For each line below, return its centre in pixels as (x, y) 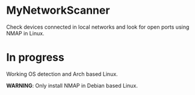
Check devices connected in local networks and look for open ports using (98, 27)
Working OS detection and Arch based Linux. (62, 74)
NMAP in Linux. (25, 33)
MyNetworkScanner (58, 10)
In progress (35, 58)
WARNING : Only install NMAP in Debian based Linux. (72, 85)
